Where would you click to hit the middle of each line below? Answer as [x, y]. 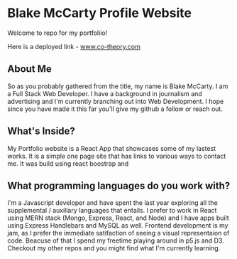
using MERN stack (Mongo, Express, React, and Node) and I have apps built [118, 218]
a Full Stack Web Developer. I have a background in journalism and [105, 93]
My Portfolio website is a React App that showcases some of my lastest [112, 148]
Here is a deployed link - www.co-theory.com [74, 46]
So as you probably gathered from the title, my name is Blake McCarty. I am [118, 86]
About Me [29, 69]
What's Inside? [42, 131]
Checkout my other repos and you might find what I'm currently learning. [114, 248]
